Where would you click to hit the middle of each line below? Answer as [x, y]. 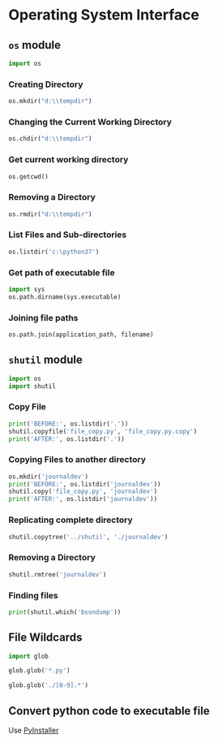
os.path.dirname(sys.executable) [65, 297]
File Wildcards [45, 638]
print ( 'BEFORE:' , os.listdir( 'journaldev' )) [85, 484]
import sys [27, 290]
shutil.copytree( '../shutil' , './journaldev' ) [88, 537]
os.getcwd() [28, 176]
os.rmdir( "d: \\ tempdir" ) [50, 214]
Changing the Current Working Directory [90, 122]
